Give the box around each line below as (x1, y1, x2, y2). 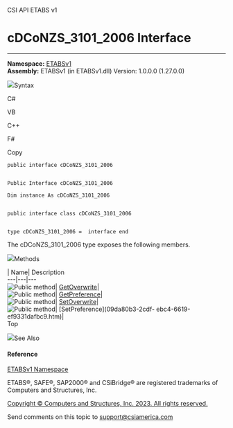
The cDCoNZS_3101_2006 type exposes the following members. (7, 240, 191, 249)
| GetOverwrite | (55, 283, 99, 291)
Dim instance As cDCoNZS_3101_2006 (7, 192, 110, 199)
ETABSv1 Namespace (7, 365, 69, 373)
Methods (14, 254, 40, 262)
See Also (14, 334, 40, 342)
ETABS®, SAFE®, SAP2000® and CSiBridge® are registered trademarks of (7, 379, 218, 387)
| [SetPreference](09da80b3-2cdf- (55, 305, 155, 313)
